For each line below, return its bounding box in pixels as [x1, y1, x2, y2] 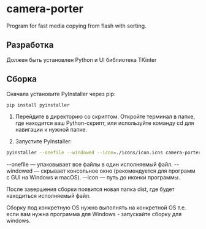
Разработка [6, 40, 54, 50]
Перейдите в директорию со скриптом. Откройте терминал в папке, [15, 113, 195, 121]
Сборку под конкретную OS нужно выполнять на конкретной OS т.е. [6, 204, 186, 211]
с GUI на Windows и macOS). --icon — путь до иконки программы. [6, 174, 180, 181]
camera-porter [6, 2, 84, 16]
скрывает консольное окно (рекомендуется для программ [40, 167, 196, 175]
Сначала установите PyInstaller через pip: [6, 90, 116, 97]
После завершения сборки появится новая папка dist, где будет [6, 186, 175, 193]
